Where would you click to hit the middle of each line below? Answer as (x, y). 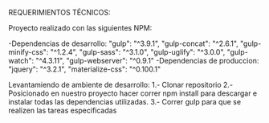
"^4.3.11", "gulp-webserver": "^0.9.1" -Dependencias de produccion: (147, 61)
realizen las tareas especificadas (63, 110)
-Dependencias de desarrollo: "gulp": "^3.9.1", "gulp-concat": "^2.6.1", (123, 43)
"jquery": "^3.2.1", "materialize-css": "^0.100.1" (85, 69)
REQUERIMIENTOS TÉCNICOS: (59, 12)
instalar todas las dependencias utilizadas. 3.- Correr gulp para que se (125, 102)
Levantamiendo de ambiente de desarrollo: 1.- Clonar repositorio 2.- (121, 85)
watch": (21, 61)
